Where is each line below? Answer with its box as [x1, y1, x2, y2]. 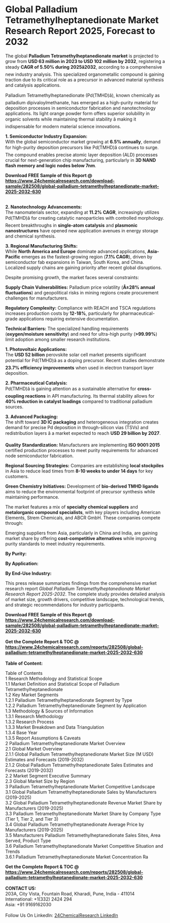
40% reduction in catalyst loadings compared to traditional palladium [5, 398, 153, 404]
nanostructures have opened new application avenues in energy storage [5, 227, 158, 233]
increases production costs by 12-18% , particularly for [5, 310, 119, 316]
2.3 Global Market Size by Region [5, 778, 75, 784]
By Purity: [5, 550, 27, 556]
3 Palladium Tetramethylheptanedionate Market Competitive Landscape [5, 783, 155, 789]
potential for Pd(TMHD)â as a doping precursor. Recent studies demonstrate [5, 357, 165, 363]
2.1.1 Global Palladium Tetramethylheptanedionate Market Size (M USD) [5, 751, 154, 757]
